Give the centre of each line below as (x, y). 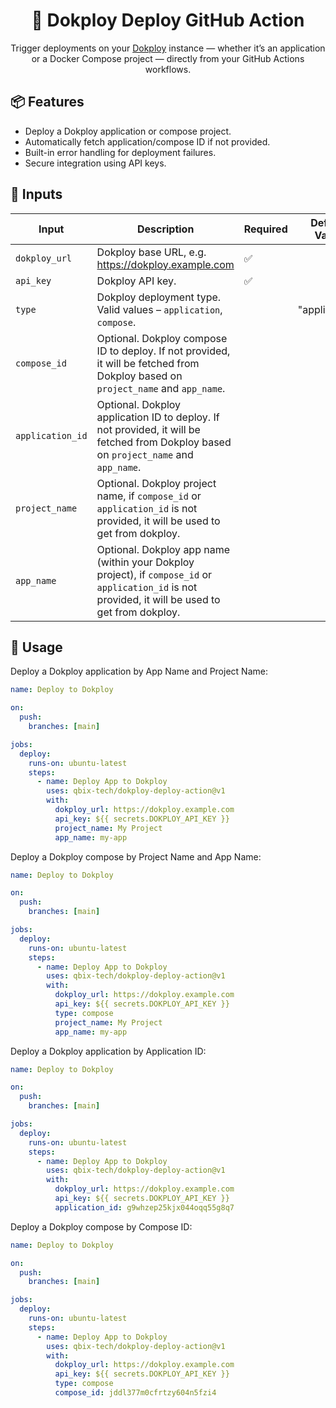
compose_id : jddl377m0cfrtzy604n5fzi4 (135, 1393)
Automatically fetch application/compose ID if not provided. (147, 141)
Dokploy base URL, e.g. (151, 252)
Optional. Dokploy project (156, 483)
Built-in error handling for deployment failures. (120, 152)
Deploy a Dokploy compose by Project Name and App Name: (136, 856)
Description (165, 229)
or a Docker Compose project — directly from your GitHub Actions (168, 58)
